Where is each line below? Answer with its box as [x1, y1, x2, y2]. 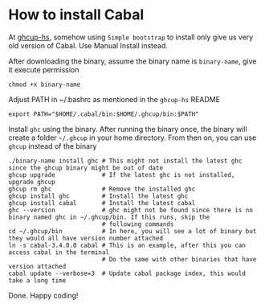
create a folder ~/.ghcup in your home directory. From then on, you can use [8, 133, 257, 142]
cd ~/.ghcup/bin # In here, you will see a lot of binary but [8, 227, 257, 235]
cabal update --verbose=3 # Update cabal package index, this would [8, 269, 247, 277]
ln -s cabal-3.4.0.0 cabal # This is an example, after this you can [8, 241, 247, 249]
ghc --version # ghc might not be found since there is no [8, 206, 253, 214]
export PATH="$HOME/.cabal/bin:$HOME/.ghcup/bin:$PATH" [8, 110, 199, 118]
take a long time [8, 276, 67, 285]
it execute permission [8, 64, 79, 74]
